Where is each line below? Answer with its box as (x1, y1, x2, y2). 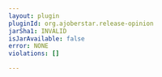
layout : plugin (8, 11, 60, 20)
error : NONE (8, 42, 49, 50)
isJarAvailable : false (8, 34, 85, 43)
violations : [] (8, 49, 60, 58)
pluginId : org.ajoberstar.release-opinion (8, 19, 154, 28)
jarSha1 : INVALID (8, 27, 67, 35)
